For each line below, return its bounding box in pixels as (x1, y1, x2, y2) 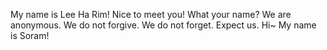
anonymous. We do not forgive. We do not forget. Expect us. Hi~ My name (10, 19, 317, 31)
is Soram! (10, 30, 50, 41)
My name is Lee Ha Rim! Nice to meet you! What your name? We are (10, 9, 292, 20)
